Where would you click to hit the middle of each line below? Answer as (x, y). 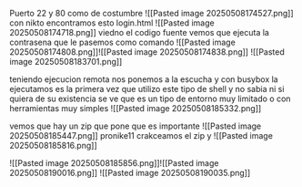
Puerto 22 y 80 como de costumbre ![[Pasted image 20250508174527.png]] (151, 13)
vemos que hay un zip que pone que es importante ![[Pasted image (136, 126)
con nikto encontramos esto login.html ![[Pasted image (112, 23)
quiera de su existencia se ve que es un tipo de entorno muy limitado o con (150, 99)
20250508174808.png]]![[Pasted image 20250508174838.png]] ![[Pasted (147, 52)
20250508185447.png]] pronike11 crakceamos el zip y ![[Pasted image (141, 135)
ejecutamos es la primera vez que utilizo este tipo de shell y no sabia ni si (147, 89)
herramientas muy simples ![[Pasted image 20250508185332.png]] (136, 108)
